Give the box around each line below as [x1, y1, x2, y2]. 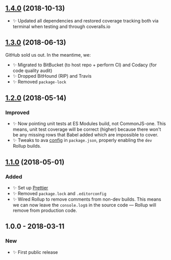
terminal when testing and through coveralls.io [12, 23, 111, 30]
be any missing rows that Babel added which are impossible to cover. [12, 132, 159, 138]
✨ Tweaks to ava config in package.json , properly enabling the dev [12, 137, 152, 144]
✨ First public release [12, 249, 58, 255]
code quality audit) [12, 67, 53, 74]
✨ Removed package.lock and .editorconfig [12, 191, 107, 196]
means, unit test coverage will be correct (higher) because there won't [12, 126, 161, 132]
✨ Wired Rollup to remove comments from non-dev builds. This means [12, 196, 162, 202]
